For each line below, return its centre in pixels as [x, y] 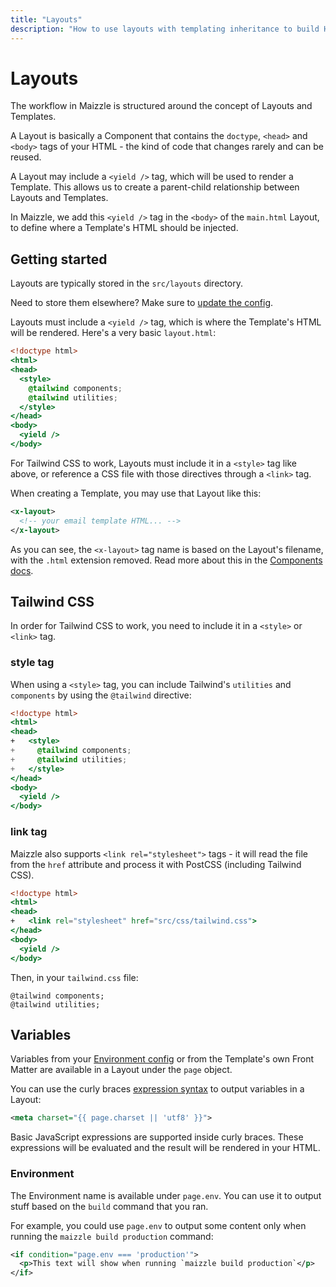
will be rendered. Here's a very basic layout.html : [113, 333]
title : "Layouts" [46, 19]
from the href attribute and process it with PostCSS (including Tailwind [156, 864]
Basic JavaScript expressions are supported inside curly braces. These [157, 1137]
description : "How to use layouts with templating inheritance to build [165, 29]
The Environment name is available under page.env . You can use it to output [166, 1195]
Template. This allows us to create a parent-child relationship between [155, 187]
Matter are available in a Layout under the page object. [121, 1070]
